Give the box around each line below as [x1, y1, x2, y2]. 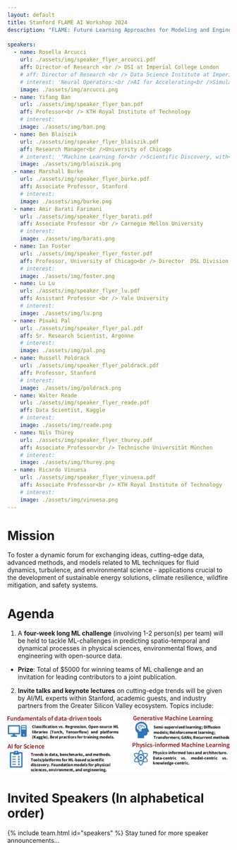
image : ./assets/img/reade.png [20, 421, 112, 429]
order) [7, 805, 45, 822]
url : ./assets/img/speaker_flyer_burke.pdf [20, 175, 150, 183]
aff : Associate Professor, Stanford [20, 183, 128, 190]
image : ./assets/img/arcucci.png [20, 86, 119, 93]
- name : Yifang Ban [13, 93, 71, 100]
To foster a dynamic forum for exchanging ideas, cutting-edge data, [7, 551, 205, 559]
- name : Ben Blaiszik [13, 131, 78, 138]
